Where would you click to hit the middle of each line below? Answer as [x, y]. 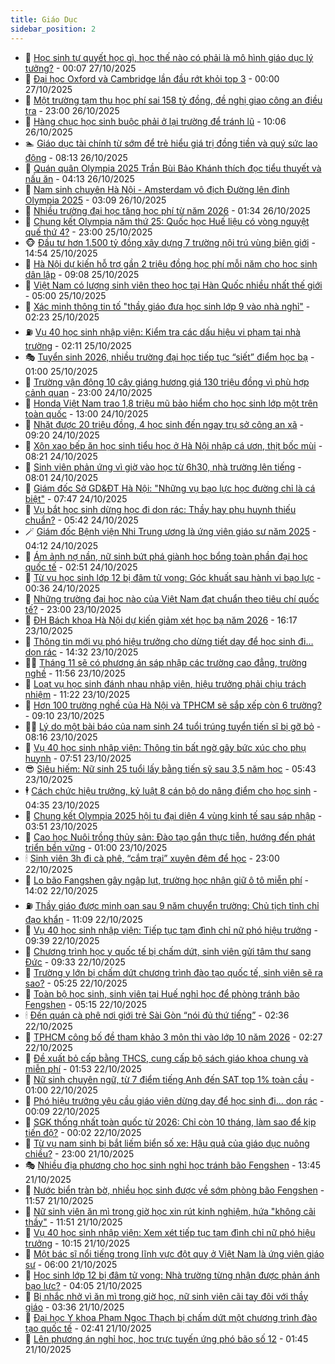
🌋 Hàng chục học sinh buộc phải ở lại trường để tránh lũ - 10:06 [155, 121]
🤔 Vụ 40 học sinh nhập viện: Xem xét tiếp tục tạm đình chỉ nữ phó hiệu [170, 1232]
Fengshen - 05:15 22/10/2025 [85, 1004]
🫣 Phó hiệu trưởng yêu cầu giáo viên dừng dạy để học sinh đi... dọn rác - [174, 1100]
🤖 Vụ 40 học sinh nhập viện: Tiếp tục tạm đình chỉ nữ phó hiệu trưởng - [171, 930]
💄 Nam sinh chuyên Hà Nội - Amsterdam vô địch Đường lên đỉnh [157, 189]
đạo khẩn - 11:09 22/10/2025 [83, 919]
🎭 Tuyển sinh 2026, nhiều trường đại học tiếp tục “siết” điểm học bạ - [169, 357]
